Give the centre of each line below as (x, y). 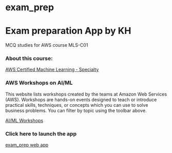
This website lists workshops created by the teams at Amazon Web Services (86, 94)
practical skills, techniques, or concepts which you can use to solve (77, 105)
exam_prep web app (27, 145)
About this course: (29, 59)
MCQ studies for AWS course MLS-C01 (47, 45)
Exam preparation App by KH (68, 31)
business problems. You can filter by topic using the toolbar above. (76, 110)
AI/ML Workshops (24, 120)
